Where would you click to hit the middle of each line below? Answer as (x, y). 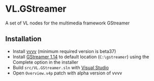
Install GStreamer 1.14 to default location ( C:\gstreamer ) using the (81, 57)
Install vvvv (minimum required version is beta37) (64, 51)
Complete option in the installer (45, 62)
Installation (23, 39)
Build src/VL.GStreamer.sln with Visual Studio (61, 67)
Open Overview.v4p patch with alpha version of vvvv (67, 73)
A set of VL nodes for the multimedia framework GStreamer (68, 23)
